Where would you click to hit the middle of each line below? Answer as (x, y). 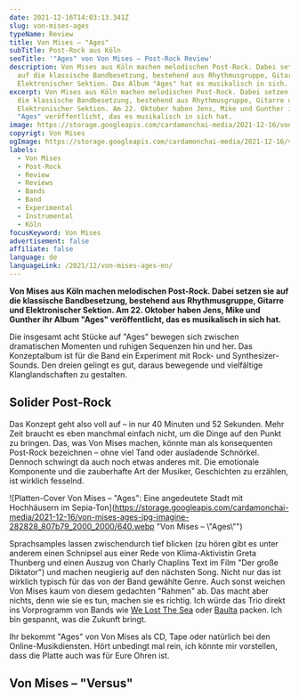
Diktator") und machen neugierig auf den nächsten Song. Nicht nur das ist (145, 571)
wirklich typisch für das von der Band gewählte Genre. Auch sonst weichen (147, 581)
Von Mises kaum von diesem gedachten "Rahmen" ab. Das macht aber (139, 591)
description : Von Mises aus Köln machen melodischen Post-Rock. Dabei (143, 68)
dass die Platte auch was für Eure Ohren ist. (89, 655)
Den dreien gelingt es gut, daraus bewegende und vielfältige (152, 365)
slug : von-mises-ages (49, 26)
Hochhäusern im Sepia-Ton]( (62, 507)
